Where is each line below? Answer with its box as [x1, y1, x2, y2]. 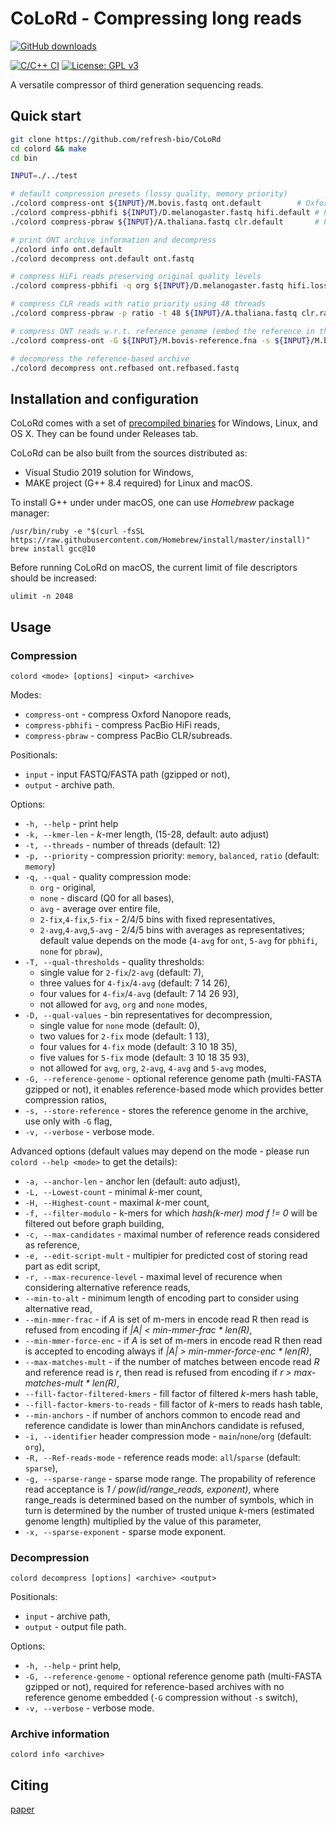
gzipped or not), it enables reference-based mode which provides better [24, 1083, 324, 1095]
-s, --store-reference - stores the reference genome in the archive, [24, 1104, 309, 1116]
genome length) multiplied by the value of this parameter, [24, 1515, 262, 1527]
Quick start [10, 108, 82, 125]
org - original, [39, 881, 97, 893]
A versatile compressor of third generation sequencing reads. [10, 78, 264, 91]
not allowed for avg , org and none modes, [39, 998, 208, 1010]
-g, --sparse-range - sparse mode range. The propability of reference [24, 1472, 316, 1484]
